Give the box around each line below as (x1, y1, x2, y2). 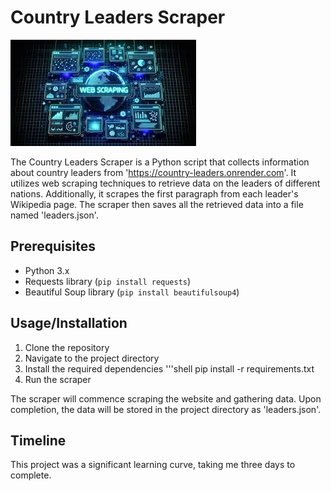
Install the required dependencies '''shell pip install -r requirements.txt (24, 362, 315, 375)
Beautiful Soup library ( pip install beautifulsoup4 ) (24, 286, 240, 298)
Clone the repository (24, 341, 110, 353)
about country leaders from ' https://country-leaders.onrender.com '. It (10, 166, 297, 178)
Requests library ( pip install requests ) (24, 275, 192, 287)
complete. (10, 469, 52, 481)
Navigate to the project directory (24, 352, 160, 364)
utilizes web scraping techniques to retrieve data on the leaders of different (10, 177, 321, 189)
